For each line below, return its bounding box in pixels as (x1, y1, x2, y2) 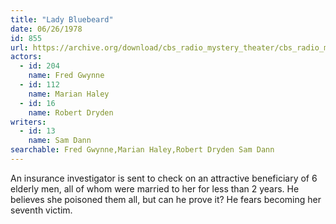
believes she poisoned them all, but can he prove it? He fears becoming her (10, 193, 322, 205)
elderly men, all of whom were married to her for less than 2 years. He (10, 182, 300, 195)
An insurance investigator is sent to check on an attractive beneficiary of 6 (10, 172, 318, 184)
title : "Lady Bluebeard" (10, 14, 114, 25)
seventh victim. (10, 204, 73, 216)
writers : (10, 117, 47, 127)
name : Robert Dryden (28, 107, 114, 118)
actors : (10, 52, 43, 62)
